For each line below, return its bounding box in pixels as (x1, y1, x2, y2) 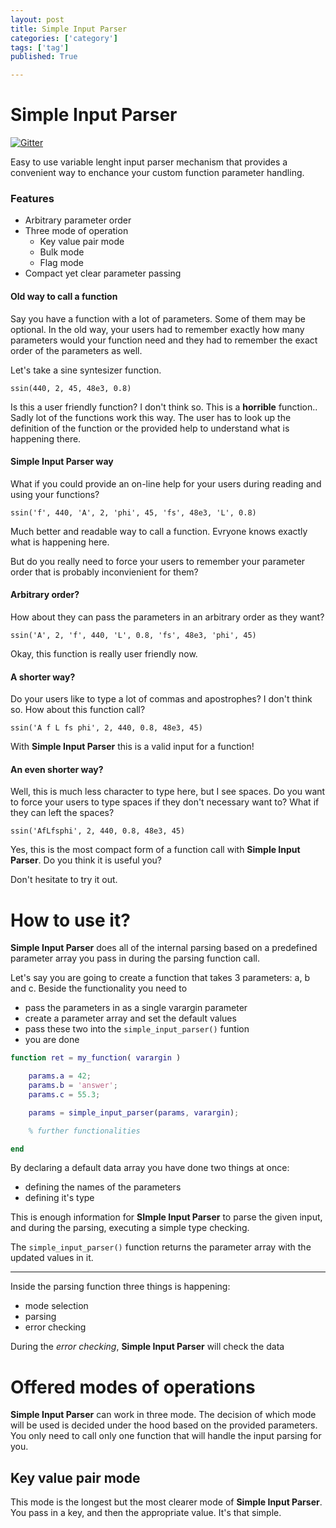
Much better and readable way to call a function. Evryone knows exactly (10, 525, 308, 537)
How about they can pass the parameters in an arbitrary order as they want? (10, 611, 325, 623)
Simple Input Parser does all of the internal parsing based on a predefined (10, 942, 318, 954)
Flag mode (39, 257, 85, 269)
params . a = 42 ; (28, 1071, 92, 1081)
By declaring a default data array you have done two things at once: (10, 1162, 290, 1174)
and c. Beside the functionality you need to (10, 982, 188, 995)
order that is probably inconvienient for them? (10, 566, 199, 578)
